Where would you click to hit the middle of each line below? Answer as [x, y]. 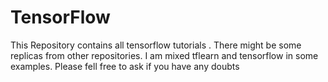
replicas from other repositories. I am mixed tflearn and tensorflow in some [164, 55]
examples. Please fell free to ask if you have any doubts [125, 66]
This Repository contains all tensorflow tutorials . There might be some [156, 45]
